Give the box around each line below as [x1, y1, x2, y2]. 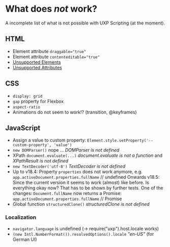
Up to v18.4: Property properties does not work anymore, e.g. [12, 169, 143, 175]
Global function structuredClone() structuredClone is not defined [12, 201, 150, 207]
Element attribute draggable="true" [12, 48, 86, 54]
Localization [5, 214, 37, 221]
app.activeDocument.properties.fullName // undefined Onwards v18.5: [12, 174, 160, 180]
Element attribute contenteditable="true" [12, 53, 100, 60]
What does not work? [5, 3, 97, 15]
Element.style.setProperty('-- [87, 138, 153, 143]
